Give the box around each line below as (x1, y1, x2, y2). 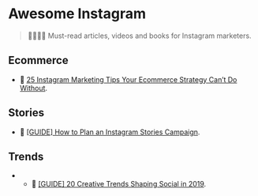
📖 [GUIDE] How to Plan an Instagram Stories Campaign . (19, 127, 200, 137)
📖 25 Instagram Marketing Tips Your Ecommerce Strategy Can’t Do (19, 74, 237, 84)
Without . (19, 83, 48, 92)
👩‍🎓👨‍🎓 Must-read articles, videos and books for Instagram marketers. (27, 31, 252, 40)
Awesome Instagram (8, 5, 146, 23)
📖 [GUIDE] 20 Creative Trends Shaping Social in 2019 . (31, 179, 207, 189)
